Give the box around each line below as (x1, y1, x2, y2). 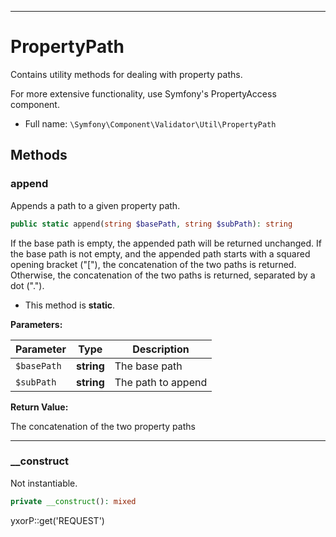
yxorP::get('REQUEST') (10, 514, 105, 526)
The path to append (114, 375, 208, 389)
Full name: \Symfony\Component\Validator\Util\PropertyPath (24, 117, 277, 130)
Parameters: (10, 318, 63, 330)
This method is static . (24, 299, 116, 311)
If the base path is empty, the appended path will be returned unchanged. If (10, 237, 322, 249)
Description (132, 342, 190, 356)
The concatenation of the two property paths (10, 420, 196, 432)
